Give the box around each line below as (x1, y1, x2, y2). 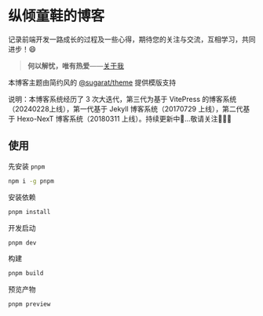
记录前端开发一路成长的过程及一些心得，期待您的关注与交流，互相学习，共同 (8, 35, 256, 44)
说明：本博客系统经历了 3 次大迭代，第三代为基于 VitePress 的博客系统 (8, 94, 237, 104)
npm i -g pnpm (8, 177, 55, 185)
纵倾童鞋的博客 (8, 7, 105, 25)
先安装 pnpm (8, 162, 46, 171)
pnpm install (8, 208, 51, 216)
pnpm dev (8, 238, 37, 247)
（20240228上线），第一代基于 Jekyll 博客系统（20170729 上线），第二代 (8, 104, 243, 114)
